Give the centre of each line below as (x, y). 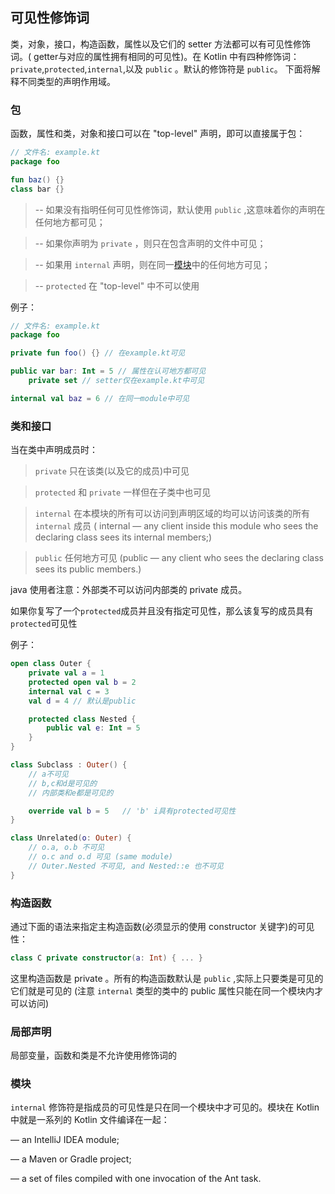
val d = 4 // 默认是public (82, 701)
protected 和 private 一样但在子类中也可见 (123, 492)
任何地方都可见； (70, 222)
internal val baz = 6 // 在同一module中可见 (100, 398)
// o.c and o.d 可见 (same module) (101, 857)
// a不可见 (48, 774)
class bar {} (37, 189)
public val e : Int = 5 (93, 728)
